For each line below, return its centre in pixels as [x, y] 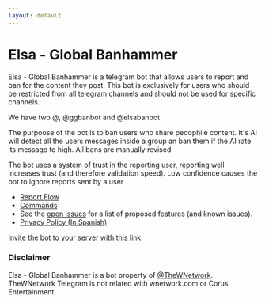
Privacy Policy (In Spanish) [63, 222]
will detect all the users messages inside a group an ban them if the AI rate [130, 141]
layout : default [35, 15]
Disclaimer [29, 258]
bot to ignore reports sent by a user [66, 181]
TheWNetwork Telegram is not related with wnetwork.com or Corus [118, 283]
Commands [38, 205]
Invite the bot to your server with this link [75, 237]
